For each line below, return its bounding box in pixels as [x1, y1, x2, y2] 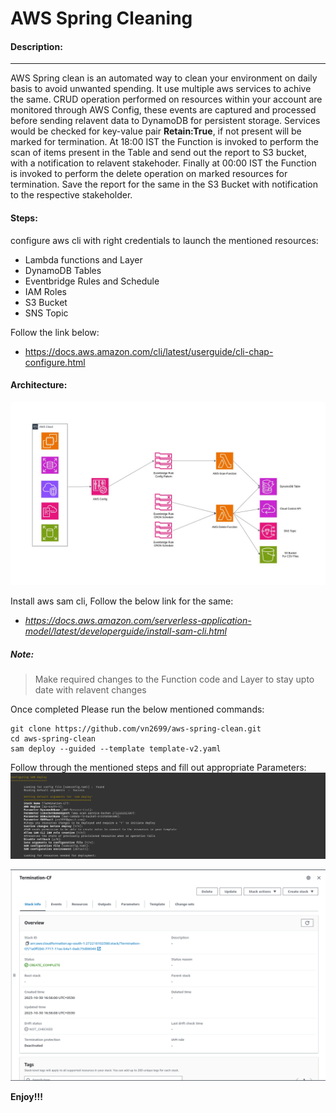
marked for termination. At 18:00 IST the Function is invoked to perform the [10, 136, 320, 148]
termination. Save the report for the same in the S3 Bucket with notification [10, 178, 318, 191]
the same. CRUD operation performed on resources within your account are [10, 93, 323, 106]
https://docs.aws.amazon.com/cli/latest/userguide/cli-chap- [24, 345, 274, 357]
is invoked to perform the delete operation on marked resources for [10, 168, 288, 180]
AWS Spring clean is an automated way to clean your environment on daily [10, 72, 318, 84]
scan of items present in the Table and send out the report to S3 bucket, [10, 147, 307, 159]
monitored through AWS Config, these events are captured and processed [10, 104, 317, 116]
